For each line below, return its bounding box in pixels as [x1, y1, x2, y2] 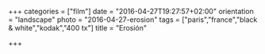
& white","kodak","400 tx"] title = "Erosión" [8, 23, 148, 32]
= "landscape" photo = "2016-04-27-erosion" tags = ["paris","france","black [8, 15, 258, 24]
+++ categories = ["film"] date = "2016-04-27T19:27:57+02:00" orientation [8, 7, 254, 16]
